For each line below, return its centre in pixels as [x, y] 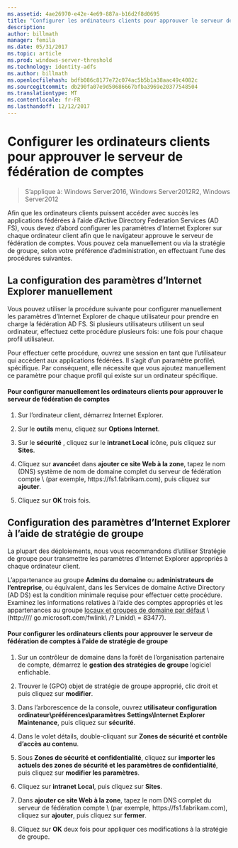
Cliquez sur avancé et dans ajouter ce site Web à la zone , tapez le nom [121, 463]
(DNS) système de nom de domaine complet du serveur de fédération [119, 471]
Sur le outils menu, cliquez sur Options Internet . [89, 429]
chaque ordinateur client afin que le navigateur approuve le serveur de [110, 235]
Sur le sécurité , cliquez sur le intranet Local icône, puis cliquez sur [117, 442]
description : [27, 27]
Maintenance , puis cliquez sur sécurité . [76, 722]
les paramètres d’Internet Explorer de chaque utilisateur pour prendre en [113, 316]
